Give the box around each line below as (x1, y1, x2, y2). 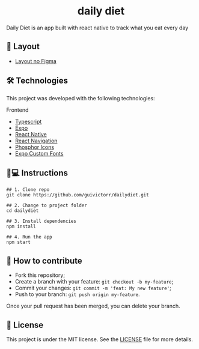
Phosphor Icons (14, 143, 55, 151)
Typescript (14, 118, 42, 125)
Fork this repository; (14, 272, 65, 279)
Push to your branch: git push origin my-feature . (14, 291, 140, 298)
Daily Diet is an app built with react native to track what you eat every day (6, 24, 189, 31)
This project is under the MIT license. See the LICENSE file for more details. (6, 336, 194, 343)
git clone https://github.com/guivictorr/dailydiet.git (6, 192, 149, 198)
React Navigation (14, 137, 58, 144)
